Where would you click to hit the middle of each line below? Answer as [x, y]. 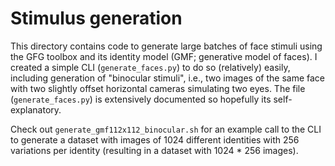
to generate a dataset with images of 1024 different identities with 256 [155, 139]
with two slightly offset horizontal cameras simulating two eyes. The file [158, 88]
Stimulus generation [96, 18]
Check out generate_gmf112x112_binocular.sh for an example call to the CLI [166, 129]
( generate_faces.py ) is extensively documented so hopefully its [141, 99]
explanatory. [36, 109]
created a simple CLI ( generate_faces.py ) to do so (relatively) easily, [150, 67]
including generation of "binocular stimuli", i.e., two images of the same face [167, 78]
